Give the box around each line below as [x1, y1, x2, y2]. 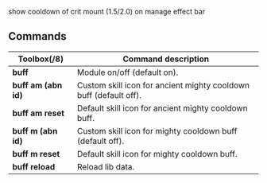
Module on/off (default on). [76, 67, 179, 78]
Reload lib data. [76, 161, 135, 172]
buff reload [12, 161, 56, 172]
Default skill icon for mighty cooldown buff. [76, 148, 238, 159]
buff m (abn [12, 125, 58, 136]
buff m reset [12, 148, 60, 159]
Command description [122, 53, 209, 64]
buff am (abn [12, 80, 63, 91]
